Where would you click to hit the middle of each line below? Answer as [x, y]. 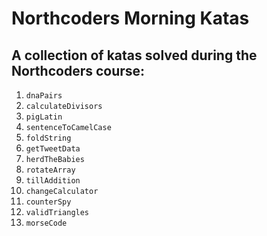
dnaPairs [44, 96]
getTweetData [53, 149]
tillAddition [53, 181]
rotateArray [50, 170]
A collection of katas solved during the [134, 55]
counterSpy [48, 202]
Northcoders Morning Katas [130, 18]
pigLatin [44, 117]
